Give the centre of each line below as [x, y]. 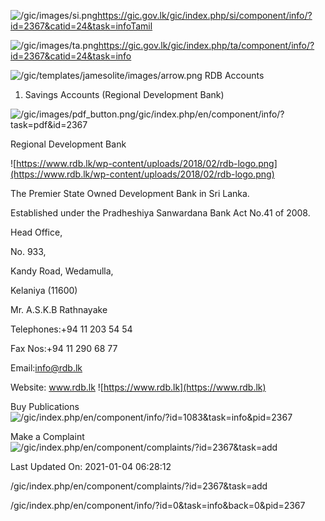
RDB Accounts [234, 75]
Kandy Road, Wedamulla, [62, 271]
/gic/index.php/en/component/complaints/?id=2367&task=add [139, 486]
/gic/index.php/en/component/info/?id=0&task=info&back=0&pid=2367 [158, 505]
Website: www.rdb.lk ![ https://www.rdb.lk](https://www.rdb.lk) [138, 387]
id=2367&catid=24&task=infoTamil [81, 26]
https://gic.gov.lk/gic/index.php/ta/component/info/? [206, 45]
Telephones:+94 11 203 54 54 [71, 329]
